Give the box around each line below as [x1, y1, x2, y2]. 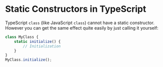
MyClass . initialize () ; [5, 58, 52, 63]
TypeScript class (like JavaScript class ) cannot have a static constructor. [5, 20, 155, 26]
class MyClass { [5, 34, 39, 39]
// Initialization [23, 43, 61, 49]
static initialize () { [14, 39, 61, 44]
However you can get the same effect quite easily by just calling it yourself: [5, 25, 159, 31]
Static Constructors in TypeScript [5, 3, 146, 15]
